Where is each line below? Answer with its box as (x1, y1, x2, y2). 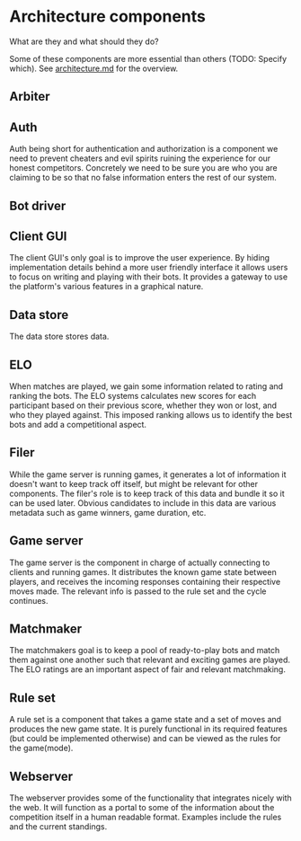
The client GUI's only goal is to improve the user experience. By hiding (9, 252, 270, 263)
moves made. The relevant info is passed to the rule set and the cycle (9, 586, 267, 597)
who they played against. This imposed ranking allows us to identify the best (9, 409, 293, 420)
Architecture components (9, 6, 207, 27)
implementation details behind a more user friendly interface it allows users (9, 262, 288, 273)
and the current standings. (9, 821, 108, 832)
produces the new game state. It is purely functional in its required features (9, 723, 288, 734)
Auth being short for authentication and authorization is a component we (9, 144, 279, 155)
